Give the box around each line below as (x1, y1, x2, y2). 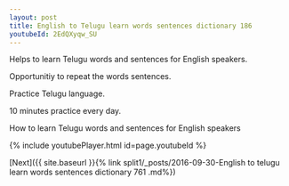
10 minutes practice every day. (9, 106, 122, 117)
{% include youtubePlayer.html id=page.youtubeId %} (9, 140, 207, 151)
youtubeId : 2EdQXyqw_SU (9, 29, 98, 38)
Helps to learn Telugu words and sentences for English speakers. (9, 54, 248, 65)
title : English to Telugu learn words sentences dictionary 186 (9, 21, 253, 30)
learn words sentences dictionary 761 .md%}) (9, 166, 176, 178)
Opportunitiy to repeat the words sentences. (9, 71, 172, 82)
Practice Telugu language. (9, 88, 105, 99)
